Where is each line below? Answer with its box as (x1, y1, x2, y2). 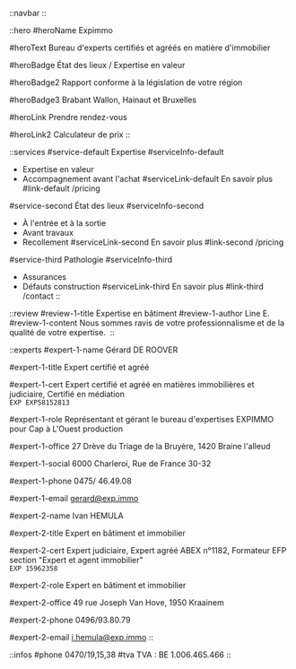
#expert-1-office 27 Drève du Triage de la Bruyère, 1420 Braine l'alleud (9, 441, 271, 451)
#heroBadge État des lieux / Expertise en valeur (9, 60, 186, 70)
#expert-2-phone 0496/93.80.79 (9, 614, 131, 625)
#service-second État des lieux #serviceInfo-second (9, 201, 205, 211)
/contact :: (22, 291, 61, 301)
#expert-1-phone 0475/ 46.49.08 (9, 475, 132, 486)
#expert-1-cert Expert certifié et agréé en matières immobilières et (9, 379, 255, 389)
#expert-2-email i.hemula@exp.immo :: (9, 632, 154, 642)
